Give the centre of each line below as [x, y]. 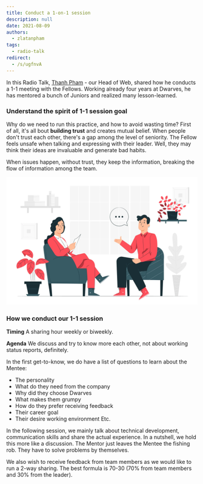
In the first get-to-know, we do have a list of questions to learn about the [97, 362]
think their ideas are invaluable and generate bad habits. [76, 150]
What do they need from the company [62, 386]
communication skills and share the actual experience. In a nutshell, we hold [101, 437]
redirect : [19, 58]
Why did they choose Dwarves [53, 393]
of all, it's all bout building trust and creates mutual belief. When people [96, 130]
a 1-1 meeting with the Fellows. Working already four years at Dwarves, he [98, 89]
